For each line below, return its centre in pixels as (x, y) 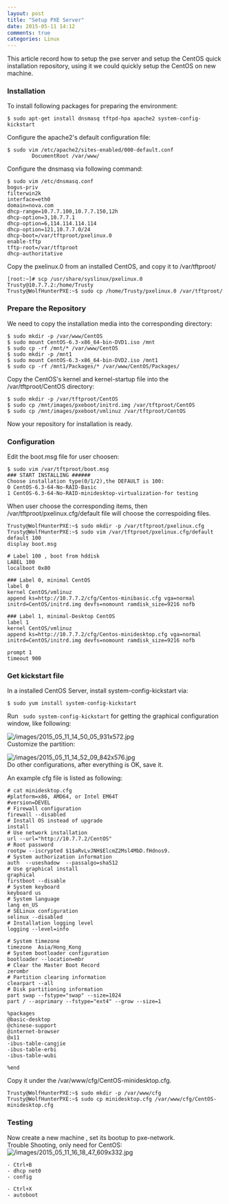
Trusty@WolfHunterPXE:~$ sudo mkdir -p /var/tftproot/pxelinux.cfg (106, 526)
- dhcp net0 (24, 1171)
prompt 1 (20, 653)
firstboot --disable (37, 881)
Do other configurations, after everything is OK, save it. (85, 765)
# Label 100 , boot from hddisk (53, 556)
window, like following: (39, 724)
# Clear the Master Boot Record (53, 965)
